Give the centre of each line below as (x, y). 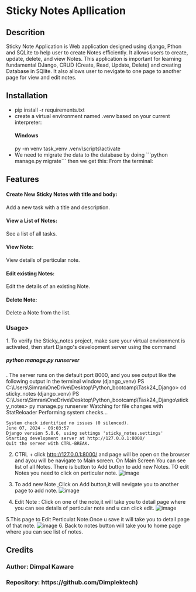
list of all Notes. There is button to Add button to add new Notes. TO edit (102, 466)
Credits (20, 550)
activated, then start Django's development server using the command (91, 347)
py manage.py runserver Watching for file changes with (96, 406)
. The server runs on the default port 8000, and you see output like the (91, 375)
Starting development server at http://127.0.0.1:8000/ (75, 438)
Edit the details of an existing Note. (48, 286)
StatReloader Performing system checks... (57, 412)
